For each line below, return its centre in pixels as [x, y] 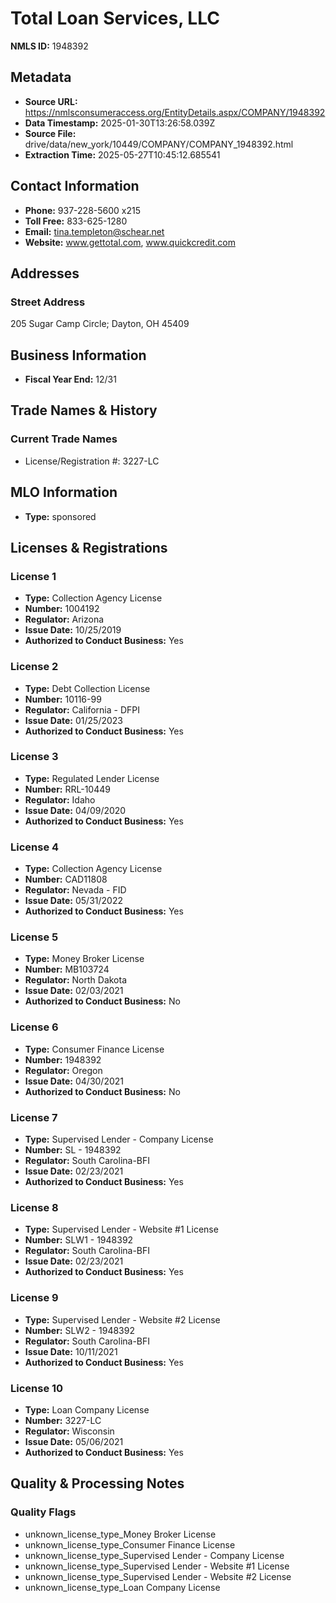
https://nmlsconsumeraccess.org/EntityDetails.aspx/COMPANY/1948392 [175, 112]
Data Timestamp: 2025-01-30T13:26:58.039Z [120, 123]
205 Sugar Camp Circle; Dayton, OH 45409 [100, 324]
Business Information [78, 355]
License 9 [34, 1298]
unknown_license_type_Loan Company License [122, 1587]
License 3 [34, 757]
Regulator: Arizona [64, 619]
